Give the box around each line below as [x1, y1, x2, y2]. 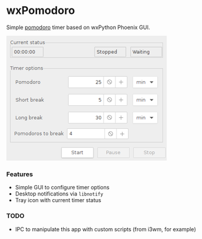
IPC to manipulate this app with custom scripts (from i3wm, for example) [15, 225, 196, 233]
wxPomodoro [6, 4, 75, 18]
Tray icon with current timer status [15, 197, 101, 204]
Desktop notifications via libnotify [15, 190, 104, 197]
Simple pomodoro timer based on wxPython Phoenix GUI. [6, 24, 150, 31]
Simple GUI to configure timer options [15, 184, 110, 191]
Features [6, 170, 33, 178]
